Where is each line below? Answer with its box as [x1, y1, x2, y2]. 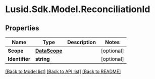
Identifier [8, 56, 31, 62]
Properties [5, 24, 39, 32]
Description [67, 39, 96, 46]
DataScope [35, 47, 63, 54]
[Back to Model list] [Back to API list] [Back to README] [5, 68, 121, 74]
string [35, 56, 50, 62]
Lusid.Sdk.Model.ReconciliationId [5, 4, 150, 15]
